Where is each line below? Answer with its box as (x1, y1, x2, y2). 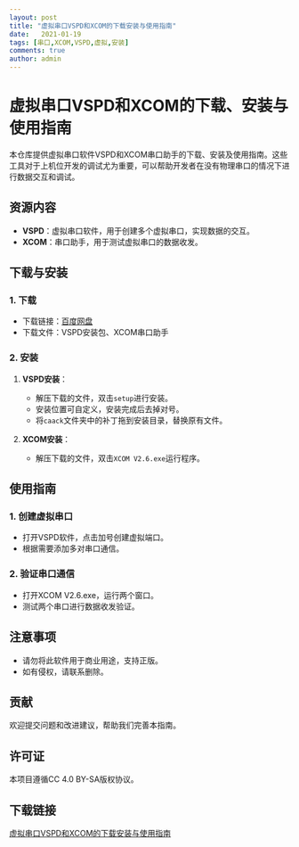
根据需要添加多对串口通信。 (21, 543, 125, 554)
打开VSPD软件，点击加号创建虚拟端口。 (21, 532, 169, 543)
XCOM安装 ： (21, 433, 71, 444)
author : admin (9, 54, 62, 63)
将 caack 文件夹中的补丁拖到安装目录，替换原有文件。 (35, 415, 228, 425)
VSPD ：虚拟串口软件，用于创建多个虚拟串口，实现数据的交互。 (21, 225, 255, 236)
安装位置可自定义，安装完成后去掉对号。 (35, 403, 184, 415)
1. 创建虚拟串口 (9, 510, 74, 522)
